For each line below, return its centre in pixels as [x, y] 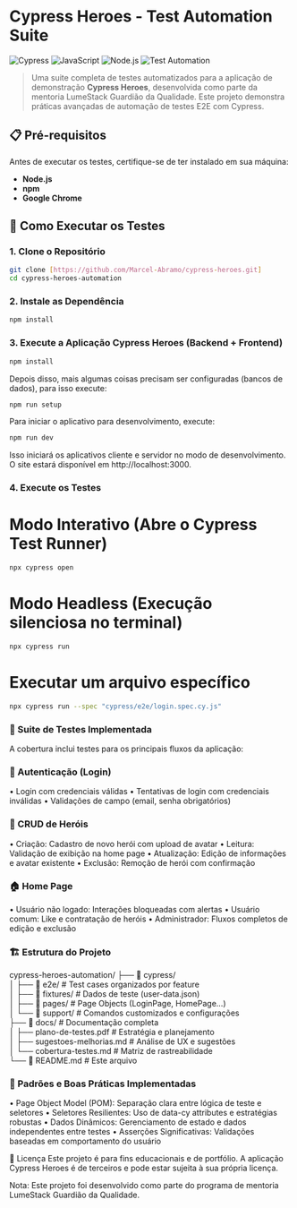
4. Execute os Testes [55, 488]
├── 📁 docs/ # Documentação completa [84, 1023]
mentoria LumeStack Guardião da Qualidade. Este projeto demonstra [158, 97]
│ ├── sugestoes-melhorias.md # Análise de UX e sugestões [123, 1041]
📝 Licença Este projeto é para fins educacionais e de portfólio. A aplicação [147, 1159]
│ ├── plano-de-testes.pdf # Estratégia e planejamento [112, 1032]
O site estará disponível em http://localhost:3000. [101, 465]
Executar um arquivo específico [130, 683]
